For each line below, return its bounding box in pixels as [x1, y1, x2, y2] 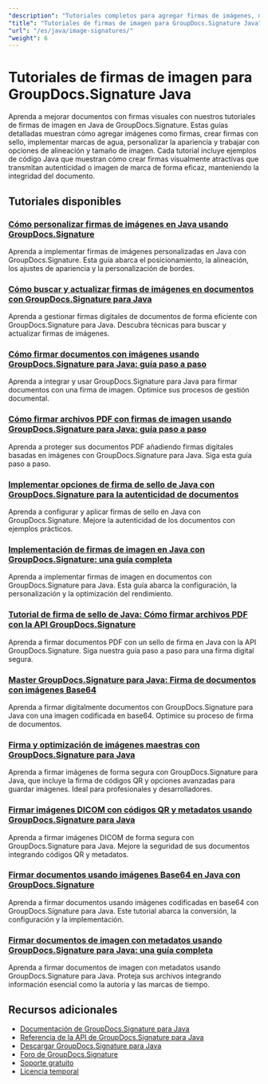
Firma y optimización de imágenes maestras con [8, 739, 200, 750]
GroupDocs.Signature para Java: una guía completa [8, 944, 214, 955]
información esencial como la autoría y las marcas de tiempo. [8, 980, 210, 990]
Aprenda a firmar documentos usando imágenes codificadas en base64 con [8, 897, 259, 907]
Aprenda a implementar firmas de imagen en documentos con [8, 572, 212, 582]
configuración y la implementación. [8, 915, 124, 924]
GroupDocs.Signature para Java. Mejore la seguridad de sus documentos [8, 841, 250, 851]
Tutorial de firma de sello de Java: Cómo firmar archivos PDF [8, 609, 249, 620]
